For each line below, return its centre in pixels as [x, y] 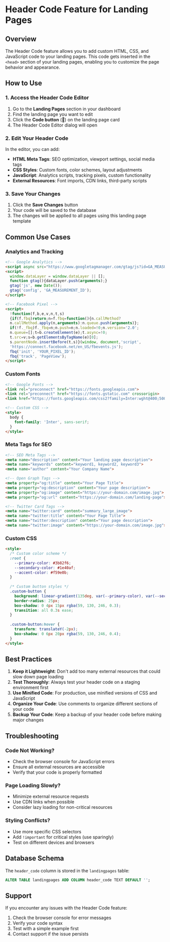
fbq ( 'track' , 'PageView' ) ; [38, 356]
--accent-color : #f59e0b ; [42, 573]
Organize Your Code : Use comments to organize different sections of [85, 704]
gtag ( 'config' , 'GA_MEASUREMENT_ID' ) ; [51, 291]
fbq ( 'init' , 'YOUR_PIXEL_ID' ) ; [43, 352]
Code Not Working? [30, 750]
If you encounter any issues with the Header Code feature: [66, 908]
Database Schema [35, 858]
